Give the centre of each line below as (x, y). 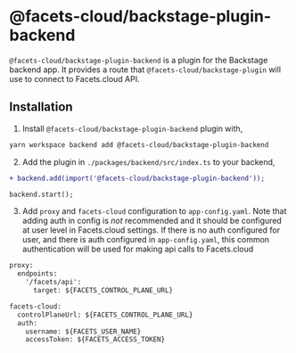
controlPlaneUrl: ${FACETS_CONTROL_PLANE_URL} (105, 315)
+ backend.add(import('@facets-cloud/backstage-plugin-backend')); (137, 178)
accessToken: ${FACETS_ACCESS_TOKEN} (95, 340)
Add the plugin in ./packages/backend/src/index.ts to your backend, (148, 161)
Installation (41, 107)
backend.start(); (41, 194)
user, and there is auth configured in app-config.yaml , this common (146, 240)
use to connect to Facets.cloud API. (74, 78)
